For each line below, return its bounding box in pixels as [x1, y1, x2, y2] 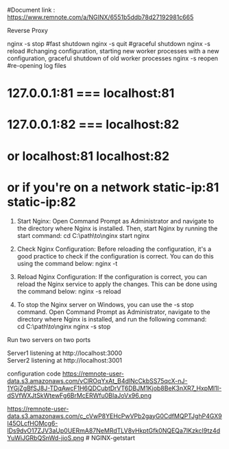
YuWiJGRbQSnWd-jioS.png [7, 433, 84, 441]
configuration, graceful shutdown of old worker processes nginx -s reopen [7, 54, 218, 62]
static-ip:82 [7, 194, 77, 210]
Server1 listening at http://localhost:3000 [7, 349, 123, 357]
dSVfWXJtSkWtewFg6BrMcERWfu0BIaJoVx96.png [7, 391, 152, 400]
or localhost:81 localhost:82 [7, 148, 170, 164]
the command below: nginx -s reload [16, 287, 121, 295]
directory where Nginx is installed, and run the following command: [16, 315, 207, 323]
